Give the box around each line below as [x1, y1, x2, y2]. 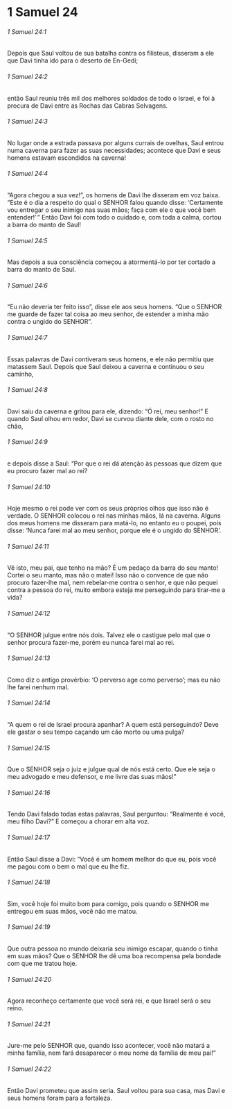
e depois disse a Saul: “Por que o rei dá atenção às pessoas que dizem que [7, 459, 222, 468]
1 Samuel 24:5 [7, 236, 48, 245]
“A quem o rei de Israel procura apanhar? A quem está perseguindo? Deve [7, 721, 220, 729]
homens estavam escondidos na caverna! [7, 154, 127, 162]
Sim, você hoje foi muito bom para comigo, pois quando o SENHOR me [7, 899, 210, 907]
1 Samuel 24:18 [7, 878, 51, 887]
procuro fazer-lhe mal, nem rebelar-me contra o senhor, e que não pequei [7, 578, 218, 587]
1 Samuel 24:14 [7, 699, 51, 707]
